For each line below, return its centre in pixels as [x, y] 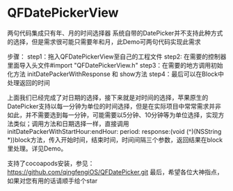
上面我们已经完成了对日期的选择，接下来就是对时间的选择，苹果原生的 [108, 97]
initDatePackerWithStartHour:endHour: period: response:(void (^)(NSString [114, 131]
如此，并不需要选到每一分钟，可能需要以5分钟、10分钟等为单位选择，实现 [113, 115]
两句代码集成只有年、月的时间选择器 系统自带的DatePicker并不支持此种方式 [115, 33]
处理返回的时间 [29, 82]
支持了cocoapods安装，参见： [51, 163]
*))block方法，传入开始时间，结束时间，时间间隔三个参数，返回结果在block [115, 139]
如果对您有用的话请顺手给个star [53, 181]
